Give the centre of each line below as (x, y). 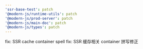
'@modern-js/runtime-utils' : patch (41, 14)
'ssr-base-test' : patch (29, 9)
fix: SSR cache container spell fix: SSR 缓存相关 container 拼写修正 (72, 42)
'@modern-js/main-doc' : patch (36, 23)
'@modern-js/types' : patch (32, 27)
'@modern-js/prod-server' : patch (39, 18)
